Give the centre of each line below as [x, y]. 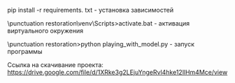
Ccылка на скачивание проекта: [55, 65]
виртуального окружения [45, 31]
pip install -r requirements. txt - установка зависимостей [90, 10]
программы [25, 52]
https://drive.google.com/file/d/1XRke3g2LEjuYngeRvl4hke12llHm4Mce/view [117, 72]
